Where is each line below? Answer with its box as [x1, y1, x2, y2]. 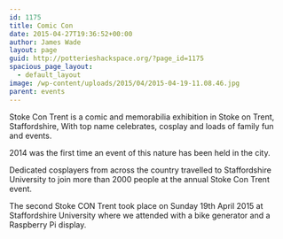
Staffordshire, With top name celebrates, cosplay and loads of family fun [9, 120, 274, 131]
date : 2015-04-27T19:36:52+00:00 [9, 29, 133, 38]
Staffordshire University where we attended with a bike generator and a [9, 210, 271, 220]
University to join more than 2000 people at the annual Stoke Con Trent [9, 173, 271, 184]
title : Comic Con [9, 21, 74, 30]
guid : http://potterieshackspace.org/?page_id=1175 [9, 54, 204, 63]
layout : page [9, 46, 58, 55]
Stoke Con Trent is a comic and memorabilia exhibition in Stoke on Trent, [9, 112, 275, 122]
